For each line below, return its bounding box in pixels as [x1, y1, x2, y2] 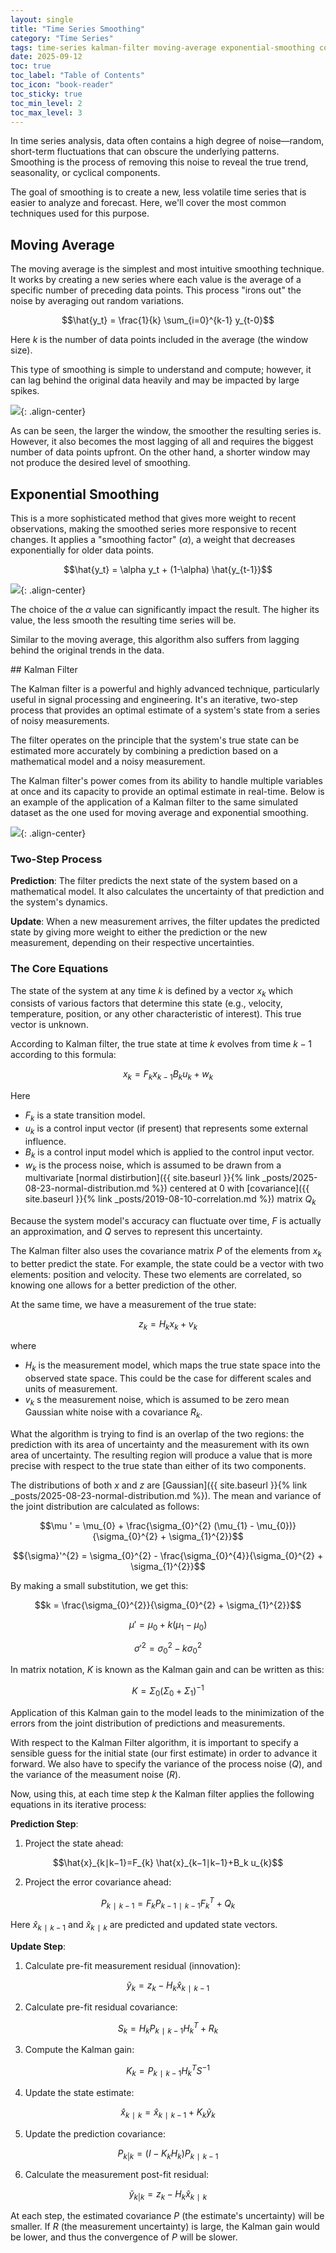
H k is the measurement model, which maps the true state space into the [24, 1359, 321, 1373]
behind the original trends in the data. [10, 644, 165, 656]
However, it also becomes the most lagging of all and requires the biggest [10, 436, 314, 448]
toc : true [10, 61, 52, 71]
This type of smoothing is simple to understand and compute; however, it [10, 364, 312, 376]
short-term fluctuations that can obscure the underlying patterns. [10, 146, 280, 158]
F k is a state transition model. [24, 1109, 146, 1123]
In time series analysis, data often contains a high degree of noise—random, [10, 135, 325, 147]
